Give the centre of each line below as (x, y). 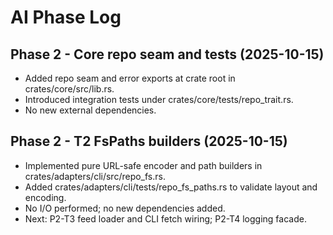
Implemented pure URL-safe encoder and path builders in (143, 165)
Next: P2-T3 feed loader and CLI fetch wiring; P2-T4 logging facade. (165, 218)
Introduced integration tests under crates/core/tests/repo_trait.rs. (159, 99)
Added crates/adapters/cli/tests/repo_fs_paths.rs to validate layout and (171, 187)
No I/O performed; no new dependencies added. (125, 208)
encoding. (45, 197)
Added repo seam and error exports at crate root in (130, 78)
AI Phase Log (66, 17)
